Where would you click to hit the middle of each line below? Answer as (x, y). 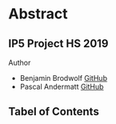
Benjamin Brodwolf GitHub (64, 78)
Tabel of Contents (54, 112)
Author (20, 62)
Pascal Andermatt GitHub (62, 86)
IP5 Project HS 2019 (58, 44)
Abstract (38, 14)
